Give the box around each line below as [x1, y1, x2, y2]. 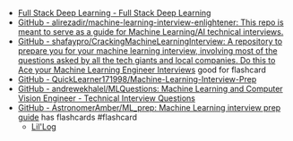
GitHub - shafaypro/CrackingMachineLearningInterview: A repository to [17, 36, 283, 46]
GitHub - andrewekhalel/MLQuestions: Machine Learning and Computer [17, 84, 284, 94]
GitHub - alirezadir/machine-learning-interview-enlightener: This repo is [17, 17, 284, 28]
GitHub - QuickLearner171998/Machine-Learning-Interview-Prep [17, 74, 257, 84]
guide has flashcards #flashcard [17, 112, 137, 122]
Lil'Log [30, 121, 56, 132]
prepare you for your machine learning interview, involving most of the [17, 46, 278, 56]
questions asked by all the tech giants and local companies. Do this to [17, 55, 276, 65]
